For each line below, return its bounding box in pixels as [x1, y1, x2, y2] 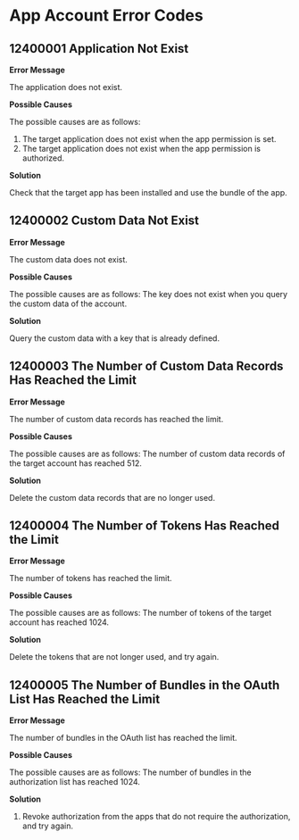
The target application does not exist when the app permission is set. [21, 134, 277, 144]
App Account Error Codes [9, 5, 203, 26]
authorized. [21, 153, 65, 163]
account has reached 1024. [9, 617, 110, 628]
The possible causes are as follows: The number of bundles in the [9, 767, 252, 778]
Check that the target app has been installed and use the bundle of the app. [9, 187, 287, 197]
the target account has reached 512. [9, 457, 143, 469]
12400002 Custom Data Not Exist [9, 213, 199, 229]
